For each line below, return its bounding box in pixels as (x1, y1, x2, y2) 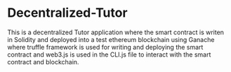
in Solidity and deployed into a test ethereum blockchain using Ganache (7, 35, 215, 43)
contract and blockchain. (7, 57, 79, 66)
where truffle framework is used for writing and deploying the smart (7, 43, 204, 51)
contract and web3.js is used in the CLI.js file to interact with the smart (7, 50, 211, 59)
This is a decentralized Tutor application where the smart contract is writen (7, 28, 225, 36)
